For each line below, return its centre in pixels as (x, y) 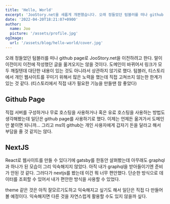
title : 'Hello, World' (29, 10)
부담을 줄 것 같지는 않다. (29, 131)
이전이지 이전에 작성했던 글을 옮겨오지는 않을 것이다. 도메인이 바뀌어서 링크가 (81, 64)
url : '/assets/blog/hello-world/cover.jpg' (56, 43)
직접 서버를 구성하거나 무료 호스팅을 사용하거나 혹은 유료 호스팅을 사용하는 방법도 (85, 112)
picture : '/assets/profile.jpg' (44, 33)
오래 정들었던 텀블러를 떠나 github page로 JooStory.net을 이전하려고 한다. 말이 (84, 58)
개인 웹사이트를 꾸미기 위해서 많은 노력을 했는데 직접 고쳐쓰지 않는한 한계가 (88, 77)
